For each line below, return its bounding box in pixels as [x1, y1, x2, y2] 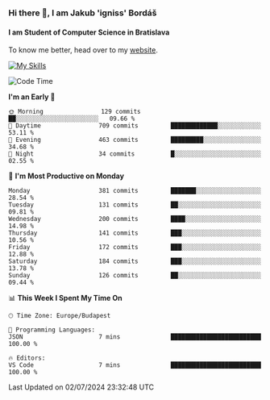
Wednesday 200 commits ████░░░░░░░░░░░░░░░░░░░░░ [8, 215, 262, 223]
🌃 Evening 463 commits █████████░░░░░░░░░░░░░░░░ [8, 136, 262, 144]
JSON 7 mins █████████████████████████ [8, 333, 262, 341]
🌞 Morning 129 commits [8, 108, 141, 116]
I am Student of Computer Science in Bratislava [8, 27, 170, 37]
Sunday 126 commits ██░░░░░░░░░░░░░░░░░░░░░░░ [8, 272, 262, 280]
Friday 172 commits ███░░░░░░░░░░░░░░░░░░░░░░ [8, 244, 262, 252]
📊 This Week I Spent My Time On [8, 294, 123, 303]
